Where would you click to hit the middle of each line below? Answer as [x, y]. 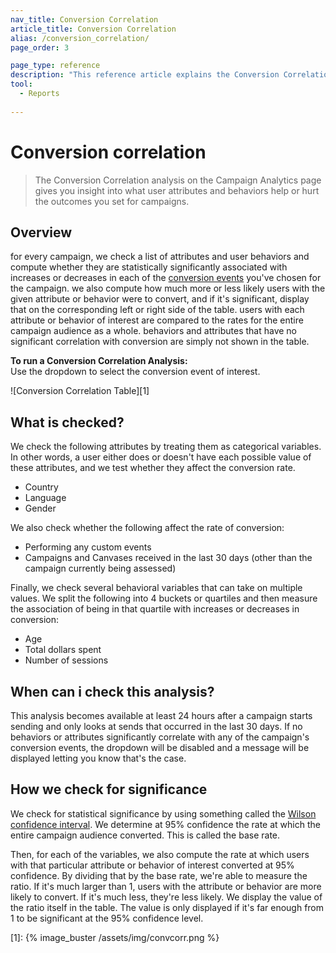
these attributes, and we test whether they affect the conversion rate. [153, 468]
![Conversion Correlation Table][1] [80, 391]
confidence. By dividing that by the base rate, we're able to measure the [159, 875]
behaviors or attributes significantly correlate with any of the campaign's [160, 737]
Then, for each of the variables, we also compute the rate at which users [160, 854]
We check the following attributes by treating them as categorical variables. [166, 447]
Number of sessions [66, 660]
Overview [41, 232]
